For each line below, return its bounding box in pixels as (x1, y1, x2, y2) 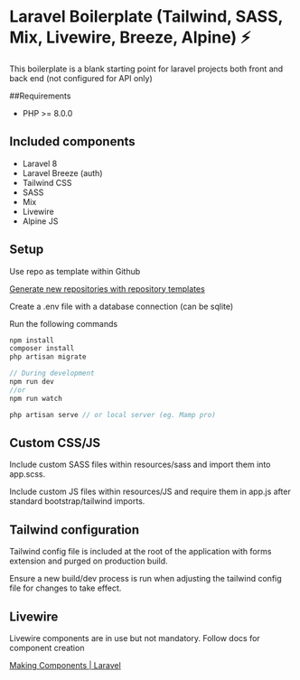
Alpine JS (22, 215, 59, 227)
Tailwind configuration (9, 522, 140, 537)
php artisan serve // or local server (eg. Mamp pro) (9, 410, 217, 419)
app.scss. (9, 469, 46, 480)
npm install (9, 336, 54, 345)
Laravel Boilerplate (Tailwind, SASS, (9, 6, 283, 27)
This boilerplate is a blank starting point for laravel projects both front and (9, 63, 284, 74)
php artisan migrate (9, 352, 88, 362)
